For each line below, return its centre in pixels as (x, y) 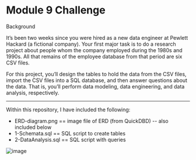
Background (21, 26)
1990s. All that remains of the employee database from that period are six (94, 56)
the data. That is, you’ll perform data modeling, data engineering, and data (95, 86)
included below (33, 127)
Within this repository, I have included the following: (68, 110)
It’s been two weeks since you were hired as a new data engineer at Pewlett (97, 38)
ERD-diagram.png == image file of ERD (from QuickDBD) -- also (91, 121)
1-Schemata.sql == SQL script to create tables (70, 133)
